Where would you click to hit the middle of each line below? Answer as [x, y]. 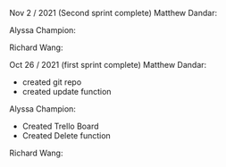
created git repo [52, 82]
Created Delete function [67, 136]
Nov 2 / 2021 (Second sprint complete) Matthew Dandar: [113, 13]
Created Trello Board [61, 126]
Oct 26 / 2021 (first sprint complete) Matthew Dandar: [108, 65]
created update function [67, 92]
